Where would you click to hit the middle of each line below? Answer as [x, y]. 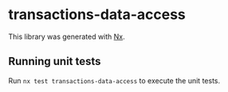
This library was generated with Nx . [67, 36]
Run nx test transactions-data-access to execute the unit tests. [114, 80]
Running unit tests [55, 61]
